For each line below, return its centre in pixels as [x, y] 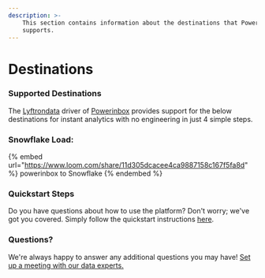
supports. [39, 30]
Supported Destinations [55, 94]
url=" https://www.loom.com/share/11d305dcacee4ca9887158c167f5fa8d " [128, 165]
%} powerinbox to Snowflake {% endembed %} [86, 173]
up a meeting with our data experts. [66, 265]
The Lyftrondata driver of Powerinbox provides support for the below [120, 110]
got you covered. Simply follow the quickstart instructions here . [111, 219]
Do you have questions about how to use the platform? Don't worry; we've [129, 211]
